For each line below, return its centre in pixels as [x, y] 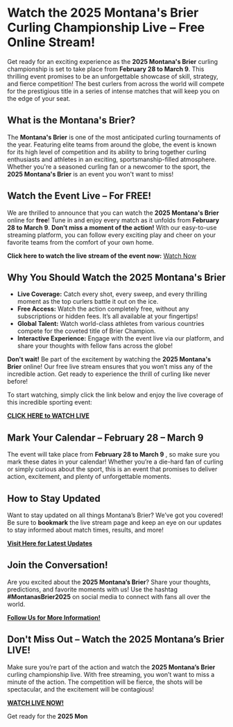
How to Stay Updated [54, 498]
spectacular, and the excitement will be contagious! [80, 689]
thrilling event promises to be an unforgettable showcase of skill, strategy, [113, 76]
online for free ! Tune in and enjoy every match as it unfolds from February [113, 220]
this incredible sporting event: [50, 402]
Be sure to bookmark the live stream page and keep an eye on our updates [114, 522]
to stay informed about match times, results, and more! [86, 530]
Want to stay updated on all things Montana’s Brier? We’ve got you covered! [115, 515]
